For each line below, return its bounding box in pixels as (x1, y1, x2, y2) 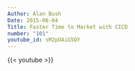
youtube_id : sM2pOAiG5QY (7, 37, 81, 44)
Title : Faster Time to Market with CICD (7, 23, 129, 30)
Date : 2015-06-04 (7, 17, 59, 24)
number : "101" (7, 30, 49, 37)
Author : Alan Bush (7, 10, 61, 18)
